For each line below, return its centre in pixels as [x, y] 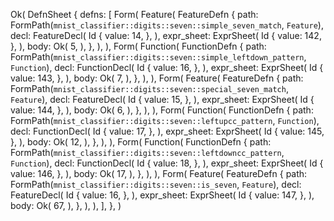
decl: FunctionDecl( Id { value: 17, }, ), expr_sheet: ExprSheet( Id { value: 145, [167, 131]
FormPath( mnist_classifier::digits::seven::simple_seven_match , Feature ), [167, 25]
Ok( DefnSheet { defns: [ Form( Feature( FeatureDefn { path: [134, 14]
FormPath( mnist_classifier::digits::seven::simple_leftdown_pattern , [158, 57]
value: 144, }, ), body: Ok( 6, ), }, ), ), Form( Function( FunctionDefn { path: [162, 110]
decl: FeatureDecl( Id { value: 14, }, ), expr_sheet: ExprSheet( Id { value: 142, [166, 35]
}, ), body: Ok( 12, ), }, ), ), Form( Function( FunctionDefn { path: [141, 142]
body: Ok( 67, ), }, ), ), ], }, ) [66, 205]
